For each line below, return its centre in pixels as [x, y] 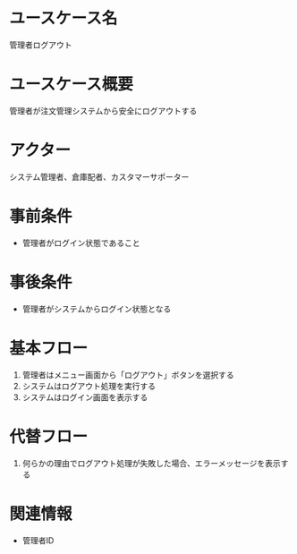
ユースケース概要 [72, 85]
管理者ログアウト [41, 45]
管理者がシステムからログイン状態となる [97, 309]
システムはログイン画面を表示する [85, 397]
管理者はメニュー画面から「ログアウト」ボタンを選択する [128, 375]
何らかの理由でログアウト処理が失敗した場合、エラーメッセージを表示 [151, 463]
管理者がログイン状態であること [81, 243]
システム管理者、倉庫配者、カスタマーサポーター [99, 176]
